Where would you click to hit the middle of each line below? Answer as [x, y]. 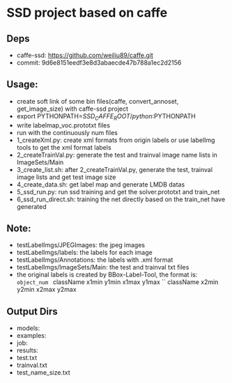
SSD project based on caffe [87, 13]
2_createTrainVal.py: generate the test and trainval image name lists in [117, 155]
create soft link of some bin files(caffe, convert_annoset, [98, 101]
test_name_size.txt [43, 373]
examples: [31, 336]
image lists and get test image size [66, 177]
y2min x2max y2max [47, 290]
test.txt [27, 358]
